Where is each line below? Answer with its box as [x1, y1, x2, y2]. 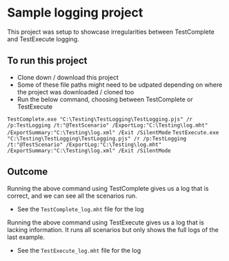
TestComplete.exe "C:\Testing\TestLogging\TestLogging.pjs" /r [7, 116, 193, 123]
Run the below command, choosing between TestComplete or [17, 95, 193, 103]
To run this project [7, 55, 88, 67]
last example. [7, 233, 45, 241]
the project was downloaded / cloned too [17, 87, 135, 96]
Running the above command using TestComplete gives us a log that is [7, 184, 209, 192]
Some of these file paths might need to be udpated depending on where [17, 81, 223, 89]
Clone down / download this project [17, 73, 119, 81]
